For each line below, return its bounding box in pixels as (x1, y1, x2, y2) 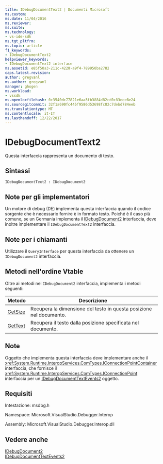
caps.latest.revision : (5, 71, 51, 75)
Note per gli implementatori (5, 193, 90, 201)
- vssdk (5, 93, 21, 98)
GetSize (7, 308, 26, 315)
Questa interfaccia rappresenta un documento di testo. (5, 153, 115, 159)
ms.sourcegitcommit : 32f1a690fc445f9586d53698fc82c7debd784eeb (5, 102, 136, 107)
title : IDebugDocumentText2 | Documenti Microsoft (5, 7, 110, 12)
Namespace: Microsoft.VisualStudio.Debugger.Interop (5, 412, 113, 418)
